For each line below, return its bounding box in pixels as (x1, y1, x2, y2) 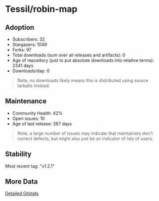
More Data (5, 177, 38, 186)
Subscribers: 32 (12, 36, 45, 42)
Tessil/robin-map (5, 3, 78, 15)
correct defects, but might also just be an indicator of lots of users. (17, 135, 154, 142)
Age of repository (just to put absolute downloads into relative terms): (12, 57, 154, 63)
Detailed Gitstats (5, 191, 39, 197)
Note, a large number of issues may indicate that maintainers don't (17, 130, 153, 136)
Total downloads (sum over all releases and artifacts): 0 (12, 52, 125, 58)
